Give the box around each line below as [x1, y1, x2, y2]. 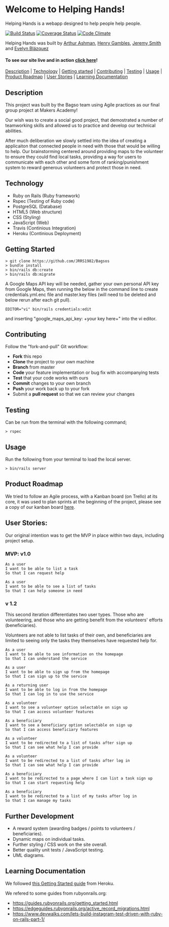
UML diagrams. [12, 852, 45, 859]
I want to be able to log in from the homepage [5, 687, 108, 692]
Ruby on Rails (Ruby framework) [12, 193, 80, 199]
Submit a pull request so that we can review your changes [12, 391, 135, 397]
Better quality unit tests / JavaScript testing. [12, 847, 104, 853]
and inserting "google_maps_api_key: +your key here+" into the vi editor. [5, 315, 157, 321]
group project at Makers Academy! [5, 107, 78, 113]
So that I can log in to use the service [5, 692, 94, 697]
